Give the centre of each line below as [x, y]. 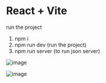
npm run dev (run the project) [50, 45]
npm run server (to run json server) [57, 51]
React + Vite [37, 11]
